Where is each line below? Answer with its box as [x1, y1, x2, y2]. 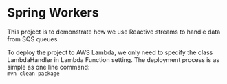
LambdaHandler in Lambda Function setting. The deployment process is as [7, 55, 220, 63]
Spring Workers [7, 5, 99, 21]
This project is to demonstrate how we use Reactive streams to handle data [7, 28, 221, 36]
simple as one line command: [7, 63, 90, 71]
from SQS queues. [7, 34, 60, 43]
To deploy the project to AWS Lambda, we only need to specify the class [7, 48, 213, 56]
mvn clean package [7, 70, 60, 77]
